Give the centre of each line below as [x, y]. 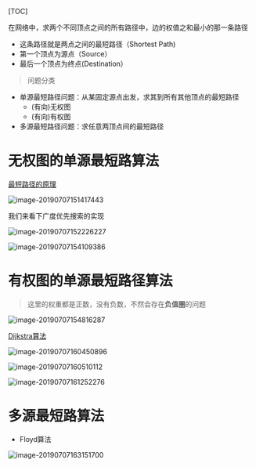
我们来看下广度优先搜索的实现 [56, 215]
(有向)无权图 [51, 107]
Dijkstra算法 [27, 335]
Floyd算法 [35, 439]
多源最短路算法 [56, 416]
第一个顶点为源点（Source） [65, 54]
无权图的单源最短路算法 [84, 161]
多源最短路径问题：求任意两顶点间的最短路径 [92, 126]
